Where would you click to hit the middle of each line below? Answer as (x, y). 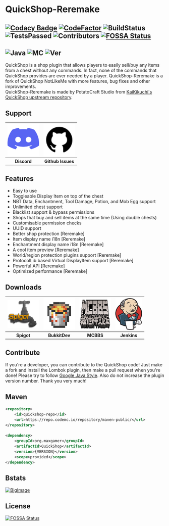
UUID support (27, 228)
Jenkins (129, 335)
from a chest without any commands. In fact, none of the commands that (81, 70)
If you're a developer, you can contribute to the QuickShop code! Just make (84, 365)
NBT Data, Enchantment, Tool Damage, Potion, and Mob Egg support (84, 202)
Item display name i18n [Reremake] (49, 239)
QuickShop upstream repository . (39, 98)
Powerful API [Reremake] (39, 266)
